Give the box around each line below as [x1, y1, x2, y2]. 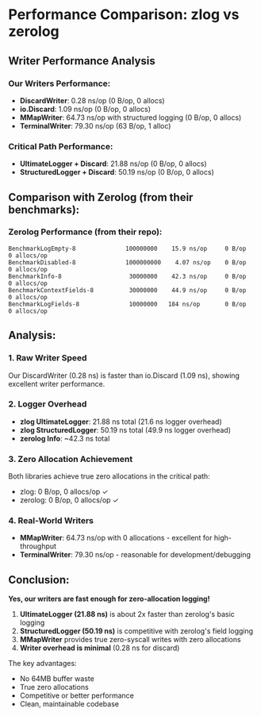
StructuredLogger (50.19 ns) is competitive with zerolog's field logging [19, 626, 254, 636]
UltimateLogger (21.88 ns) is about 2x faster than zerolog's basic [19, 610, 236, 619]
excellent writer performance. [8, 379, 106, 388]
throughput [19, 541, 57, 551]
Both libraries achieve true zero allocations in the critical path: [8, 472, 210, 481]
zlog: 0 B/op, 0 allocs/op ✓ [19, 487, 109, 497]
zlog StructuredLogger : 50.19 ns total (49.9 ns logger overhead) [19, 425, 232, 434]
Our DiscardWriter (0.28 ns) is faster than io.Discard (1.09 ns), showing [8, 371, 240, 380]
